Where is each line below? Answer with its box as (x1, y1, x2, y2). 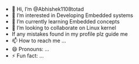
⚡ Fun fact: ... (11, 52, 44, 59)
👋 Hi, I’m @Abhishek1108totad (11, 6, 84, 12)
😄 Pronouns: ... (11, 46, 50, 52)
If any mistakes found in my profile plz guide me (11, 31, 128, 38)
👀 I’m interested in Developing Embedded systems (11, 12, 134, 19)
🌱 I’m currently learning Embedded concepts (11, 18, 120, 25)
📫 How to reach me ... (11, 37, 66, 44)
